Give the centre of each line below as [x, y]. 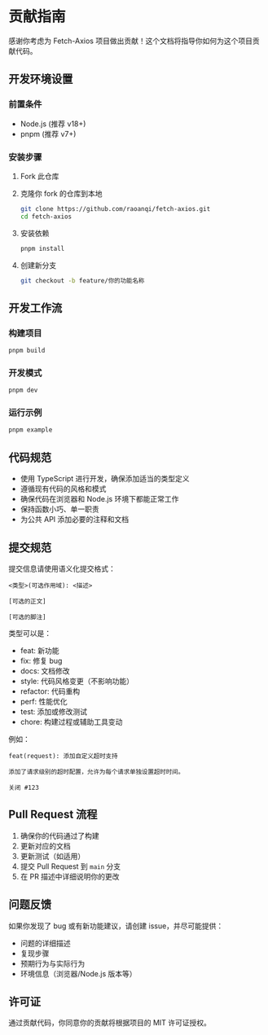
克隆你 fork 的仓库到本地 [62, 193]
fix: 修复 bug [41, 660]
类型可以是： [30, 633]
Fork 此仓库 [40, 176]
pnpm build [27, 351]
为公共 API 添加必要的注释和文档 [75, 520]
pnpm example [31, 430]
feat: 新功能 [40, 650]
